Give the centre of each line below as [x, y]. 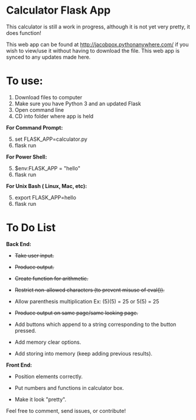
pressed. [25, 330]
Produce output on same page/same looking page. [76, 313]
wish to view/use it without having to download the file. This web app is [93, 50]
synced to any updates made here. [48, 57]
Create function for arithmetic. [51, 278]
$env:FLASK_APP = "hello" [48, 168]
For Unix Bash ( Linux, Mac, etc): [47, 186]
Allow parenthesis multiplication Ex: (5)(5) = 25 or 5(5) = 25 [87, 301]
